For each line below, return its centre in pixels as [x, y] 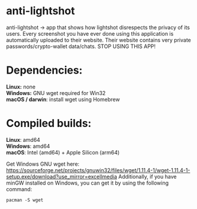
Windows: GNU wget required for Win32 [56, 93]
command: [19, 189]
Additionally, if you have [147, 176]
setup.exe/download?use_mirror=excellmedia [62, 176]
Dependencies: [44, 70]
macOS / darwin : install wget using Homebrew [63, 99]
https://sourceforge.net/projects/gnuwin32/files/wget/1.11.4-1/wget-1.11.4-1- [98, 170]
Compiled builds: [49, 123]
